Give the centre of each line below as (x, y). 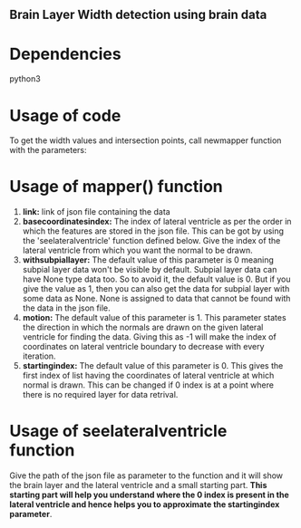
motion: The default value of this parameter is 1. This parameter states (155, 318)
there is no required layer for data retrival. (100, 395)
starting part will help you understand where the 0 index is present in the (150, 495)
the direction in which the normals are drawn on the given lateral (143, 327)
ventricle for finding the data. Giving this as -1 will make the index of (149, 337)
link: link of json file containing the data (96, 212)
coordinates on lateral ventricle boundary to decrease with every (143, 347)
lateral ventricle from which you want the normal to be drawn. (137, 250)
